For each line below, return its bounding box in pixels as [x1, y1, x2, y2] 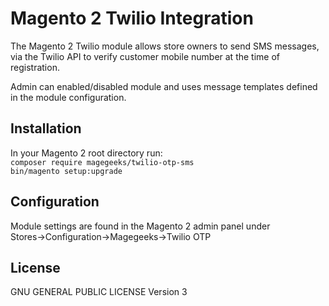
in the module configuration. [10, 91, 127, 103]
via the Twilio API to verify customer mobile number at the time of [10, 50, 281, 62]
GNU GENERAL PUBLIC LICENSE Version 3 [10, 286, 188, 298]
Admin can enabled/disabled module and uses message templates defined [10, 80, 318, 92]
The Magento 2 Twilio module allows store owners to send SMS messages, [10, 40, 320, 52]
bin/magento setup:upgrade [10, 166, 123, 176]
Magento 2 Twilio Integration [10, 7, 254, 30]
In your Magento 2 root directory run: [10, 147, 163, 159]
